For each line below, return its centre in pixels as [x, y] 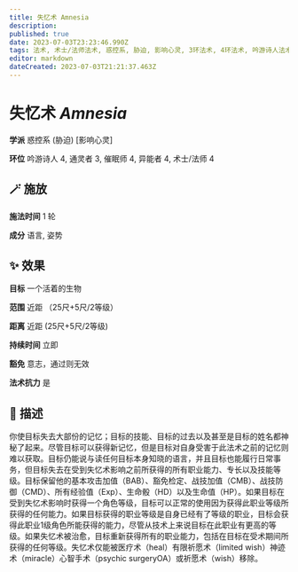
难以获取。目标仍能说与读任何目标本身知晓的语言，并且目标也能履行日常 [141, 458]
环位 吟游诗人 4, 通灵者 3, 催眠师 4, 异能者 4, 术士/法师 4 [112, 158]
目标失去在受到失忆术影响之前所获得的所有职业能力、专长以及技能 [153, 470]
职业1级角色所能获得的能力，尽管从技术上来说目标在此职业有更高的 [146, 525]
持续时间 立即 [34, 345]
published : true [39, 34]
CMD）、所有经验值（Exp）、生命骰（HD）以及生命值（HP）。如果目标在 [155, 492]
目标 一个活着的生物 [45, 288]
